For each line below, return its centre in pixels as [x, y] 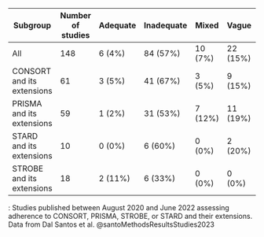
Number [76, 15]
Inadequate [166, 25]
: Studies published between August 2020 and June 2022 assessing [119, 207]
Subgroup [32, 25]
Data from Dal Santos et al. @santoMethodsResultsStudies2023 [111, 224]
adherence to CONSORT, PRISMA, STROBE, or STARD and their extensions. [130, 216]
